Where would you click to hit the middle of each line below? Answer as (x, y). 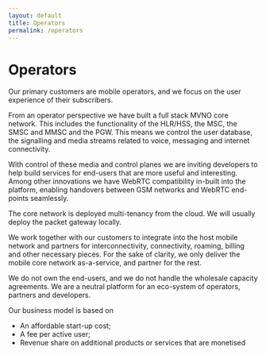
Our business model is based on (61, 311)
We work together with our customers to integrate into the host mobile (123, 237)
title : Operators (37, 23)
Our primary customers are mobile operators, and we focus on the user (125, 91)
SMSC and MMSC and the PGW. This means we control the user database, (130, 133)
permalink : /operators (46, 30)
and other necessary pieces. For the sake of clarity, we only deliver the (124, 254)
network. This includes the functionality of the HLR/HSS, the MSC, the (123, 124)
